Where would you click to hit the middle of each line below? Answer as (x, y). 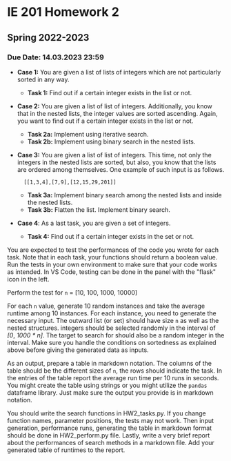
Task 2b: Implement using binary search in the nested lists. (111, 141)
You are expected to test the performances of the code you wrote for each (113, 250)
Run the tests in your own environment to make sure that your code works (112, 264)
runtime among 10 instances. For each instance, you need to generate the (112, 313)
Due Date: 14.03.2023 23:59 (56, 57)
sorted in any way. (43, 79)
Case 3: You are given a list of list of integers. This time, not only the (114, 155)
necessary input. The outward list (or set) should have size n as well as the (113, 320)
